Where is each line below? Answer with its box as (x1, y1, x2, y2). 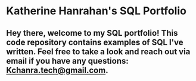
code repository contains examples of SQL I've (6, 37, 183, 47)
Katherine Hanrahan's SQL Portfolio (6, 4, 186, 18)
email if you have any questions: (6, 55, 129, 66)
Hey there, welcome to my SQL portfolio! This (6, 28, 178, 38)
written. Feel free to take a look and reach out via (6, 46, 191, 57)
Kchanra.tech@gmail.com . (6, 65, 108, 75)
